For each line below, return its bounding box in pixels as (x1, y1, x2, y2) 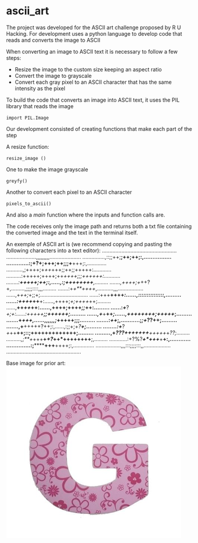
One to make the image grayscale (6, 165, 88, 173)
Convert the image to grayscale (14, 72, 92, 79)
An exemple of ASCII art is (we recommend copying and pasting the (6, 240, 172, 247)
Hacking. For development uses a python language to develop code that (6, 30, 183, 37)
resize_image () (6, 155, 46, 161)
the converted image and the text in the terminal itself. (6, 229, 138, 236)
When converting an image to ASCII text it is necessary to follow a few (6, 48, 178, 55)
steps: (6, 54, 21, 61)
